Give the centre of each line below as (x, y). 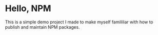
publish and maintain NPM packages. (42, 27)
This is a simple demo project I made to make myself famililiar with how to (79, 22)
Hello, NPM (28, 9)
